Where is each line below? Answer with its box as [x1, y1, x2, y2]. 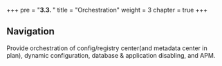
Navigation [6, 25, 55, 37]
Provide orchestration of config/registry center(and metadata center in [6, 44, 208, 52]
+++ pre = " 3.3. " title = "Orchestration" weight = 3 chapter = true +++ [6, 6, 208, 14]
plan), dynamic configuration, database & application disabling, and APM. [6, 51, 216, 59]
